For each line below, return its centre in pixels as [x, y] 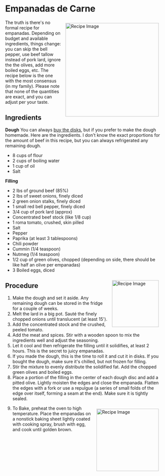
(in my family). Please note [32, 86]
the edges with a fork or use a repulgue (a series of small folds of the [83, 388]
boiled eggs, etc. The [27, 70]
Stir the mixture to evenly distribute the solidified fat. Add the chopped [84, 367]
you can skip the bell [26, 49]
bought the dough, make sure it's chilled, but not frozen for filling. [80, 361]
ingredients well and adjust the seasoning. [55, 340]
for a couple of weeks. [35, 308]
